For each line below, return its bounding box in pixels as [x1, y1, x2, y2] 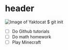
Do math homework [12, 34, 52, 39]
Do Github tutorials [12, 28, 50, 34]
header [5, 3, 35, 14]
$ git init [47, 19, 64, 25]
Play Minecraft [12, 39, 41, 45]
